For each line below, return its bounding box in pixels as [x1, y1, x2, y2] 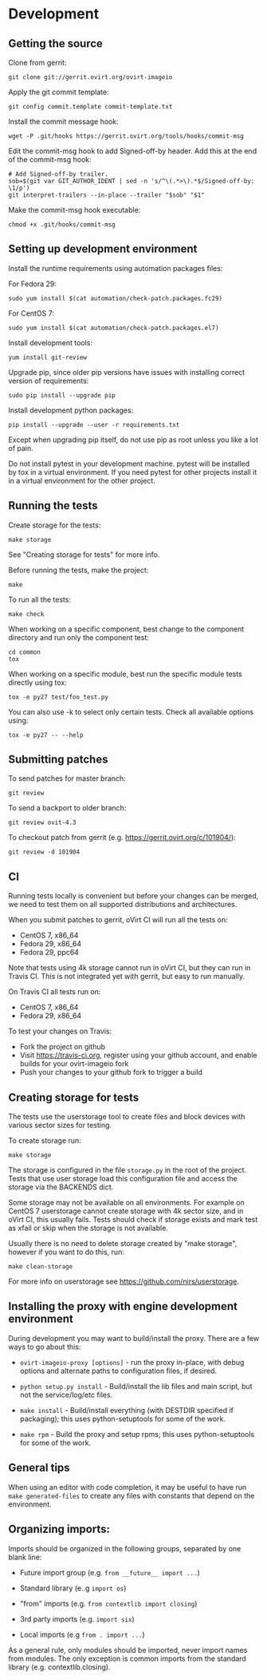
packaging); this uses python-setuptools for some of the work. [19, 1414, 226, 1423]
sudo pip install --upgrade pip [8, 391, 116, 400]
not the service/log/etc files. [19, 1390, 113, 1399]
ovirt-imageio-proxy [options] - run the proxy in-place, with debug [19, 1357, 245, 1367]
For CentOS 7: [8, 309, 54, 318]
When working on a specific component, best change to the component [8, 624, 245, 634]
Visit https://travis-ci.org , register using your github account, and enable [19, 1050, 257, 1060]
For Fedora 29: [8, 279, 57, 289]
